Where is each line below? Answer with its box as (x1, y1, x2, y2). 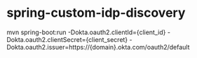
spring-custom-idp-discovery (6, 5, 186, 21)
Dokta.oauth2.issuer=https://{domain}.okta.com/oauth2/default (6, 43, 190, 51)
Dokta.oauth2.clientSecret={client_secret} (6, 35, 128, 43)
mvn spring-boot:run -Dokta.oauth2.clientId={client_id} (6, 28, 166, 36)
